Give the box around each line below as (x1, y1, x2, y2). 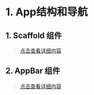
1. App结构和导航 (5, 5, 88, 19)
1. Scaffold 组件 (5, 30, 62, 40)
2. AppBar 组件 (5, 66, 61, 76)
